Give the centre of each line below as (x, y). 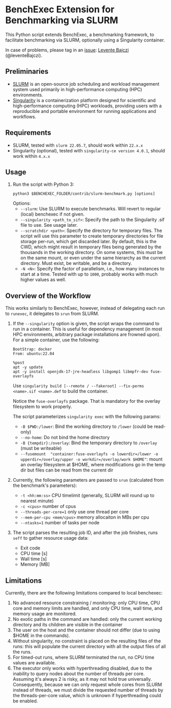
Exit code (30, 548)
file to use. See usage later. (49, 225)
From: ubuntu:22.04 (34, 354)
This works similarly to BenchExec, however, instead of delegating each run (85, 308)
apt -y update (28, 367)
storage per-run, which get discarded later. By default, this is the (89, 242)
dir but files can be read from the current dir (67, 470)
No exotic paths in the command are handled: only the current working (87, 619)
